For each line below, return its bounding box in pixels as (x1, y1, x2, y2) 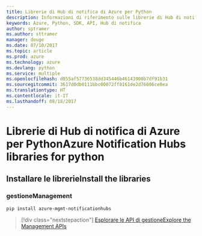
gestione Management (6, 192, 72, 200)
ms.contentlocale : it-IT (6, 93, 69, 99)
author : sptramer (6, 25, 50, 32)
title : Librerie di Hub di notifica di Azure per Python (6, 8, 152, 15)
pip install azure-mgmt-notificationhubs (6, 205, 112, 211)
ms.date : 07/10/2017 (6, 43, 58, 49)
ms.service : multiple (6, 70, 61, 76)
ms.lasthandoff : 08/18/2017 (6, 98, 77, 104)
